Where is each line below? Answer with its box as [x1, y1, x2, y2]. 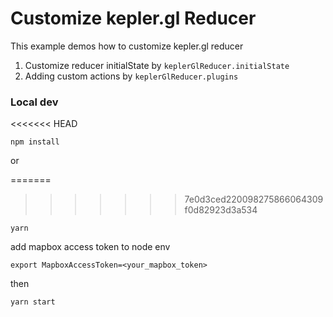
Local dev [10, 95, 59, 109]
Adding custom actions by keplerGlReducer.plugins [24, 70, 239, 82]
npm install [10, 137, 60, 147]
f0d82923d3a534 [184, 204, 258, 216]
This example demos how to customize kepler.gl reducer [10, 40, 244, 52]
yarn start [10, 297, 56, 307]
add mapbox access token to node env [10, 241, 171, 253]
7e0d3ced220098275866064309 [184, 193, 324, 206]
